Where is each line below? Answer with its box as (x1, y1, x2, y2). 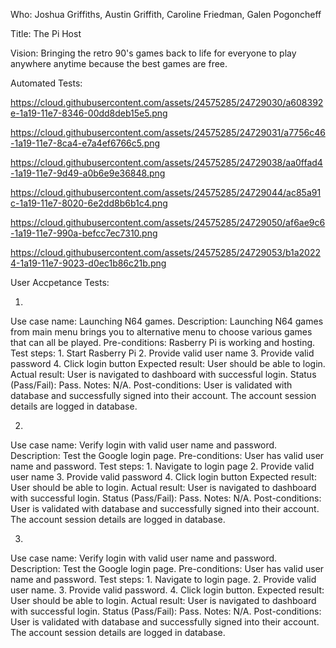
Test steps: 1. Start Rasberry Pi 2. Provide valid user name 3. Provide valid (10, 347, 315, 359)
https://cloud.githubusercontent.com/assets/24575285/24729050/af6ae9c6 (10, 217, 326, 228)
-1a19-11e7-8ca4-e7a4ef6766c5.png (10, 137, 161, 149)
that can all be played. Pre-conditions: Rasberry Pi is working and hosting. (10, 337, 316, 348)
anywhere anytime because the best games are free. (10, 58, 228, 69)
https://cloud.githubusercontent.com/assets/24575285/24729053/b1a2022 (10, 247, 322, 258)
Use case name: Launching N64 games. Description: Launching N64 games (10, 315, 324, 327)
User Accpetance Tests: (10, 277, 110, 288)
